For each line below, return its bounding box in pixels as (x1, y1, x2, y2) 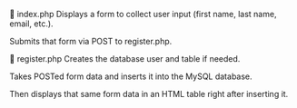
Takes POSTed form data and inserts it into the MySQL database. (9, 71, 252, 82)
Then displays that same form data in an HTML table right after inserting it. (9, 89, 289, 99)
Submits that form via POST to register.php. (9, 36, 173, 46)
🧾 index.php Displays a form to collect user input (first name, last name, (9, 9, 277, 19)
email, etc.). (9, 18, 54, 29)
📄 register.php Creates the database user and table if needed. (9, 54, 241, 64)
